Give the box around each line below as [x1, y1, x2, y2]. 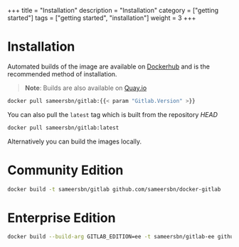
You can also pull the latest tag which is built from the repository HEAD [7, 110, 218, 119]
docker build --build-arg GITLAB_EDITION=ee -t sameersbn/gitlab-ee [7, 233, 215, 241]
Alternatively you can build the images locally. [7, 137, 142, 146]
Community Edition [7, 162, 124, 178]
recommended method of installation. [7, 69, 117, 78]
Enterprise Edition [7, 210, 116, 226]
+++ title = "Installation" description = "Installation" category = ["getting [7, 6, 219, 14]
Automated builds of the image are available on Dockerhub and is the [7, 62, 210, 71]
